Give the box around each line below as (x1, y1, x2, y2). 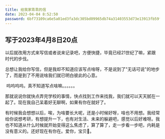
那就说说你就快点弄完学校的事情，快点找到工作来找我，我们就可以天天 (5, 93, 147, 99)
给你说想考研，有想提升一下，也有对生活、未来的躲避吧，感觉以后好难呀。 (5, 116, 156, 122)
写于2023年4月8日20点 (5, 35, 78, 44)
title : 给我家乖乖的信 (5, 7, 47, 12)
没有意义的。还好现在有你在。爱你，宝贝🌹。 (5, 128, 94, 134)
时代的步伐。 (5, 56, 31, 62)
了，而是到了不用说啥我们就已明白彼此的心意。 (5, 72, 100, 79)
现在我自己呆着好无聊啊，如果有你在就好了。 (18, 99, 109, 106)
